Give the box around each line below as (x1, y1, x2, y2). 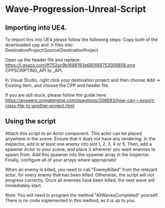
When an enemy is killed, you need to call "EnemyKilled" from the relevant (5, 166, 158, 173)
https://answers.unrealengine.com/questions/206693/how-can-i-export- (5, 97, 156, 103)
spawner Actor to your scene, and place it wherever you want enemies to (5, 146, 156, 152)
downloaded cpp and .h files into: (5, 42, 74, 48)
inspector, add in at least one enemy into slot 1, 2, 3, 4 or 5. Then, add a (5, 141, 152, 147)
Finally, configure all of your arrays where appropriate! (5, 157, 117, 163)
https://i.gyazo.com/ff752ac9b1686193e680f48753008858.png (5, 62, 136, 68)
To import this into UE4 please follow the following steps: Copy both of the (5, 36, 158, 42)
